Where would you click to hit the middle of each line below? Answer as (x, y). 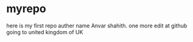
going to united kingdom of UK (45, 32)
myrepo (26, 9)
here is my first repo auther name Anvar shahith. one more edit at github (97, 26)
